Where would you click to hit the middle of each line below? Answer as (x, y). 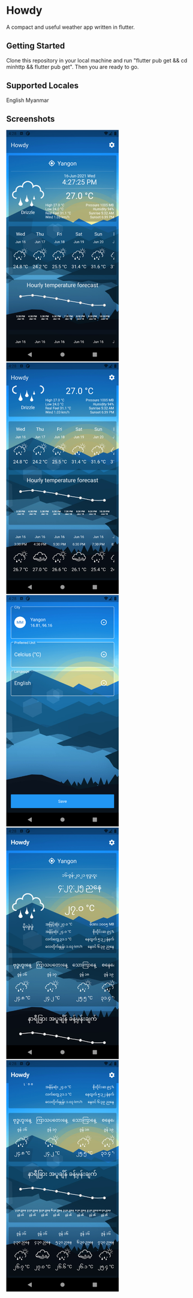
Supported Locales (43, 86)
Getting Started (36, 46)
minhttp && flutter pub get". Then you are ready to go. (73, 67)
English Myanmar (28, 100)
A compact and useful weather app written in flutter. (70, 27)
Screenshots (31, 119)
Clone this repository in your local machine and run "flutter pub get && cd (97, 60)
